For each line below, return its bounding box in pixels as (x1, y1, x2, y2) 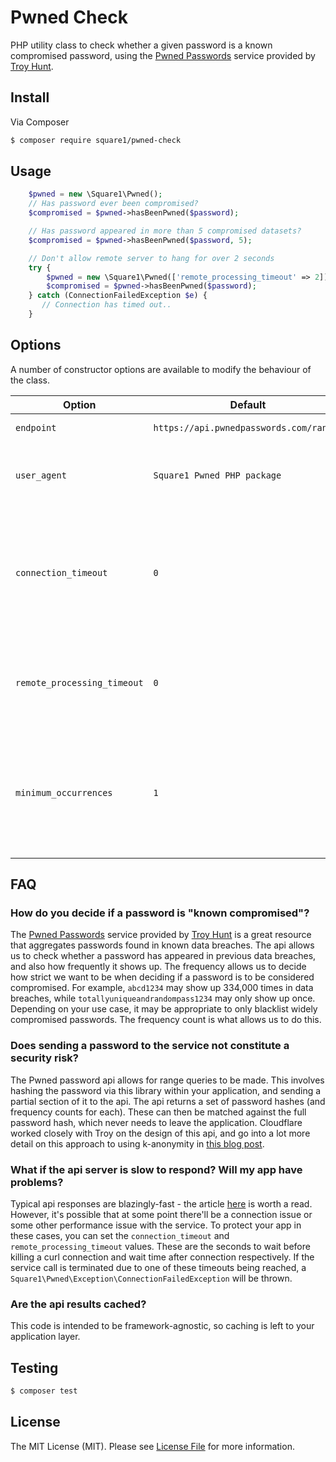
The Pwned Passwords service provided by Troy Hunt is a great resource (10, 929, 312, 941)
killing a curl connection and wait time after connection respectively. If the (10, 1251, 315, 1263)
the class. (10, 374, 51, 386)
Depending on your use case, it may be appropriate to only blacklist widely (10, 1003, 318, 1015)
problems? (10, 1175, 64, 1189)
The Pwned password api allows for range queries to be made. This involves (10, 1074, 325, 1086)
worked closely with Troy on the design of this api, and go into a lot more (10, 1127, 311, 1139)
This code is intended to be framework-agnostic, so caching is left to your (10, 1320, 315, 1332)
